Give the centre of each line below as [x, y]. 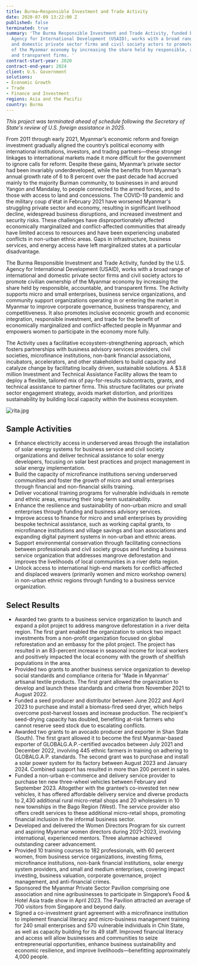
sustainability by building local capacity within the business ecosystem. [92, 399]
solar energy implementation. [50, 468]
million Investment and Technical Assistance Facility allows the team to [92, 374]
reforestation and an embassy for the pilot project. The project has [95, 644]
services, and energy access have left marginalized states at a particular [94, 245]
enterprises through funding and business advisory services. [88, 512]
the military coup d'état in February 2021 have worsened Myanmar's [89, 201]
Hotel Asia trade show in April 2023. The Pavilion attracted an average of [103, 901]
